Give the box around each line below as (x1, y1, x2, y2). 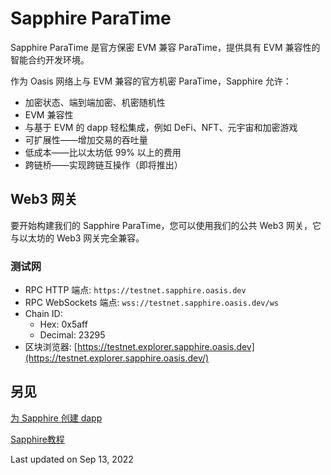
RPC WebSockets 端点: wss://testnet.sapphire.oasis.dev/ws (24, 297, 279, 309)
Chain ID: (24, 308, 63, 320)
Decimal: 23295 (39, 329, 106, 341)
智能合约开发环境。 (10, 53, 90, 66)
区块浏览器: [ (24, 341, 78, 353)
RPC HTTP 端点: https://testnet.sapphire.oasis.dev (24, 284, 247, 296)
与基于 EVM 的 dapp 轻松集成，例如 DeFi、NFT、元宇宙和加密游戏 (24, 121, 298, 133)
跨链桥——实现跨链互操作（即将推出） (24, 158, 183, 171)
